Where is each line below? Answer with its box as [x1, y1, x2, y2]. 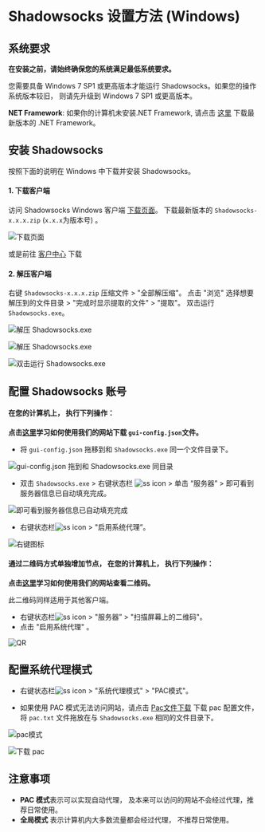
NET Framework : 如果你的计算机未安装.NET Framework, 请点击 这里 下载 [8, 108, 248, 117]
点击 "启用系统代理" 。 [19, 622, 94, 632]
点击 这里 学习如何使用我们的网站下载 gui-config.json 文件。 [8, 428, 203, 437]
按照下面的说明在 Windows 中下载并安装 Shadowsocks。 [8, 166, 195, 175]
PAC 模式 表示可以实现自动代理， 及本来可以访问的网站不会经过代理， [19, 795, 247, 804]
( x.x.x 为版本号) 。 [42, 215, 103, 225]
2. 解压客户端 [8, 269, 52, 278]
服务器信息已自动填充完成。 [19, 488, 111, 498]
